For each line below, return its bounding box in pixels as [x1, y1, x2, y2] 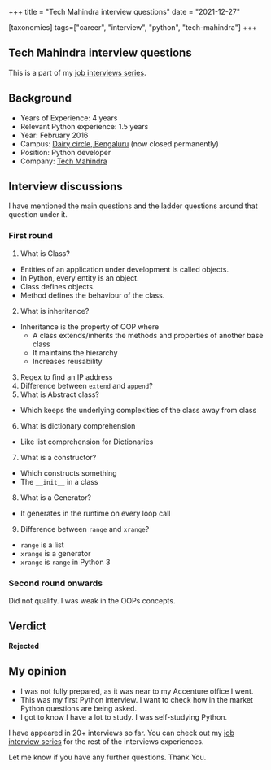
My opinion [8, 664, 67, 678]
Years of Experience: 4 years [20, 113, 118, 123]
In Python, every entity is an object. [20, 272, 140, 283]
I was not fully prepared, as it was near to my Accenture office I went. [20, 686, 254, 696]
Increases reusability [32, 356, 103, 366]
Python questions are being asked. [20, 703, 137, 713]
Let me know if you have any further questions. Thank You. [8, 752, 207, 762]
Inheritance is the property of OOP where [20, 321, 160, 332]
